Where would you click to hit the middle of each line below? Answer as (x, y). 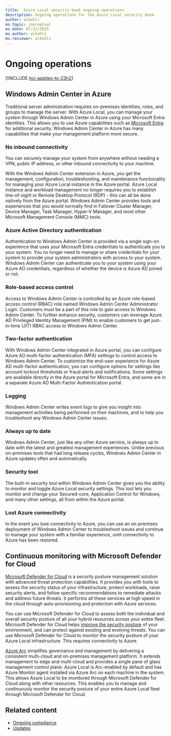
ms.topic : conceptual (28, 24)
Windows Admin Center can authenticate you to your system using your (81, 263)
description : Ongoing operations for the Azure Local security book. (81, 15)
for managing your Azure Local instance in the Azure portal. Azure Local (81, 184)
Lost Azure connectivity (36, 512)
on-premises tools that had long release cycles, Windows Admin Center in (83, 453)
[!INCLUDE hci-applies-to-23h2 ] (39, 78)
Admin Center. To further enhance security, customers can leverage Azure (84, 315)
